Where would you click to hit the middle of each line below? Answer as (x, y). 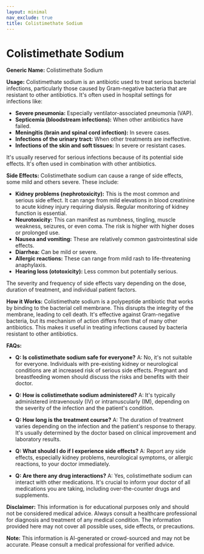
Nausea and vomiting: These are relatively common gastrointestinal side (106, 239)
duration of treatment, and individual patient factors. (72, 290)
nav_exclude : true (29, 18)
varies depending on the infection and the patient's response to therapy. (105, 426)
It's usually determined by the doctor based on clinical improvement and (105, 433)
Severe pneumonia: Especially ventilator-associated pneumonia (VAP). (104, 113)
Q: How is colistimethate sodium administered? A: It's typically (95, 395)
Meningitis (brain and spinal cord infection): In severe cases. (93, 133)
